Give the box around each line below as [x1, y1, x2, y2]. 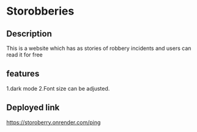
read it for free [6, 51, 43, 58]
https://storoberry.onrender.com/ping [6, 119, 101, 126]
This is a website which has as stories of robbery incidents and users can [6, 44, 191, 52]
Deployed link [6, 102, 60, 113]
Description [6, 29, 52, 39]
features [6, 69, 40, 79]
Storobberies [6, 4, 75, 18]
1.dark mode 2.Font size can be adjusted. [6, 85, 110, 92]
